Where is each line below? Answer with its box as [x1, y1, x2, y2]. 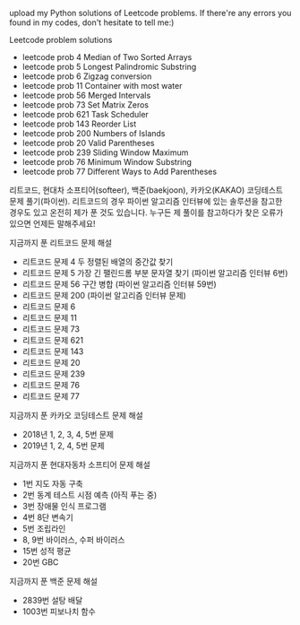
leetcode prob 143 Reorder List [21, 118, 137, 129]
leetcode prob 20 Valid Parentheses [21, 138, 155, 148]
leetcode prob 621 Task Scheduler [21, 109, 150, 119]
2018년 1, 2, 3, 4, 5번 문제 [21, 430, 115, 439]
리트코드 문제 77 [21, 391, 81, 402]
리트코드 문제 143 [21, 346, 84, 357]
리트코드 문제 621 [21, 335, 83, 345]
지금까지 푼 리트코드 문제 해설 [9, 238, 113, 247]
